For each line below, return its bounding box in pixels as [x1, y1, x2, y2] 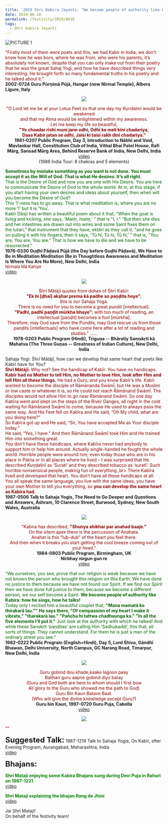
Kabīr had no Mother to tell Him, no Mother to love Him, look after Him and [5, 372, 161, 378]
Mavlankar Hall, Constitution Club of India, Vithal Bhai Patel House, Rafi [8, 143, 160, 149]
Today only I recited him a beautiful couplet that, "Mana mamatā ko [5, 603, 145, 609]
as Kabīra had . [5, 489, 36, 495]
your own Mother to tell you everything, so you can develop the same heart [5, 483, 162, 490]
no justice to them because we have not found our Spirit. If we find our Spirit [5, 581, 162, 587]
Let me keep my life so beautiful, [50, 121, 118, 127]
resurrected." [5, 243, 32, 249]
